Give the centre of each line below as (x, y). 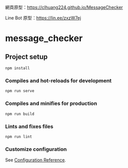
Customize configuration (36, 149)
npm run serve (20, 91)
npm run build (20, 114)
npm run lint (19, 137)
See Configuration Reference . (36, 160)
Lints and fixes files (29, 126)
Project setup (27, 57)
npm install (17, 68)
